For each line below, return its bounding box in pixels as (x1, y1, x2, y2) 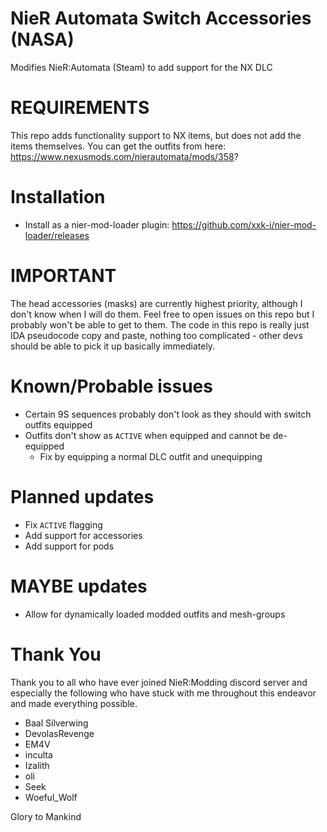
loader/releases (24, 229, 90, 241)
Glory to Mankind (10, 810, 82, 822)
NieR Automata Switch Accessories (10, 7, 312, 30)
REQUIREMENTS (10, 97, 150, 119)
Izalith (24, 759, 50, 771)
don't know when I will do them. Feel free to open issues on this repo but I (10, 308, 315, 320)
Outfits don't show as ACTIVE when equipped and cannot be (24, 429, 271, 441)
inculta (24, 748, 53, 761)
